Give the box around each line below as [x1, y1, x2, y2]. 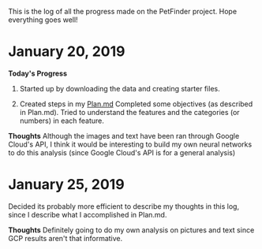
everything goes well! [8, 15, 78, 24]
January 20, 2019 [8, 43, 125, 61]
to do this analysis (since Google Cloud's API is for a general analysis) [8, 147, 236, 157]
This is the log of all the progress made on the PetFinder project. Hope [8, 7, 238, 16]
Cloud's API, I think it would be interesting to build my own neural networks [8, 139, 253, 149]
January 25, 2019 [8, 176, 125, 194]
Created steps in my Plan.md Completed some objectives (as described [19, 98, 253, 109]
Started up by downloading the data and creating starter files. [19, 84, 220, 93]
